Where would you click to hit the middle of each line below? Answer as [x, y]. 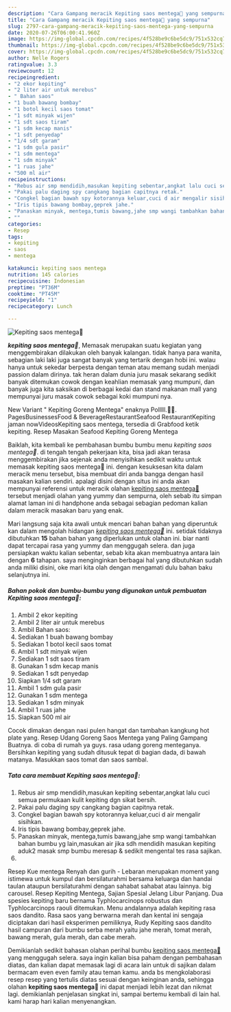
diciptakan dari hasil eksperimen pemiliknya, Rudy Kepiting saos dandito [110, 922]
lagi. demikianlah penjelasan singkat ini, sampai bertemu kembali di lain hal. [114, 994]
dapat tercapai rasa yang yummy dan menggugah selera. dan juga [101, 545]
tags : [15, 237]
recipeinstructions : [37, 179]
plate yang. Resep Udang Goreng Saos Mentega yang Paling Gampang [108, 738]
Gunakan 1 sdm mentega [52, 695]
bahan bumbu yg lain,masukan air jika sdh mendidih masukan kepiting [117, 843]
